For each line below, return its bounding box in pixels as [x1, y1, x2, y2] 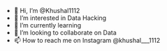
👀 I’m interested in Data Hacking [13, 14, 107, 22]
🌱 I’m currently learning [13, 21, 82, 29]
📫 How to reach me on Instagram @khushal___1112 [13, 37, 161, 44]
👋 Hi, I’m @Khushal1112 [13, 7, 80, 14]
